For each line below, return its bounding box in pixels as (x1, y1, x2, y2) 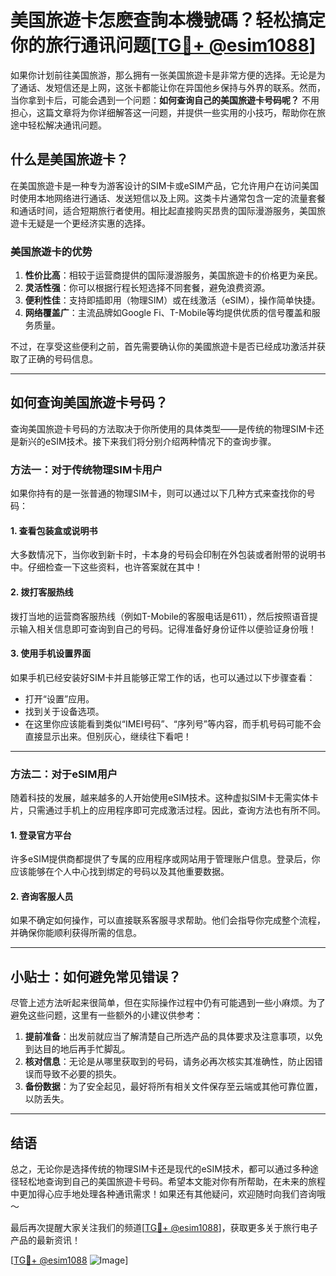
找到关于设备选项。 (24, 705, 105, 717)
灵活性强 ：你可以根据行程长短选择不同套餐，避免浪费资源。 (24, 282, 271, 294)
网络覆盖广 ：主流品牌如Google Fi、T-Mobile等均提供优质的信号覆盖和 (24, 307, 312, 319)
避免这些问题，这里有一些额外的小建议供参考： (10, 1009, 203, 1021)
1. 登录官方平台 (10, 829, 72, 841)
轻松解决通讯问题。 (27, 119, 107, 131)
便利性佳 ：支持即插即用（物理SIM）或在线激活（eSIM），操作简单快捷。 (24, 294, 321, 306)
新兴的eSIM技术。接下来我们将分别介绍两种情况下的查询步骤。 (18, 435, 277, 447)
